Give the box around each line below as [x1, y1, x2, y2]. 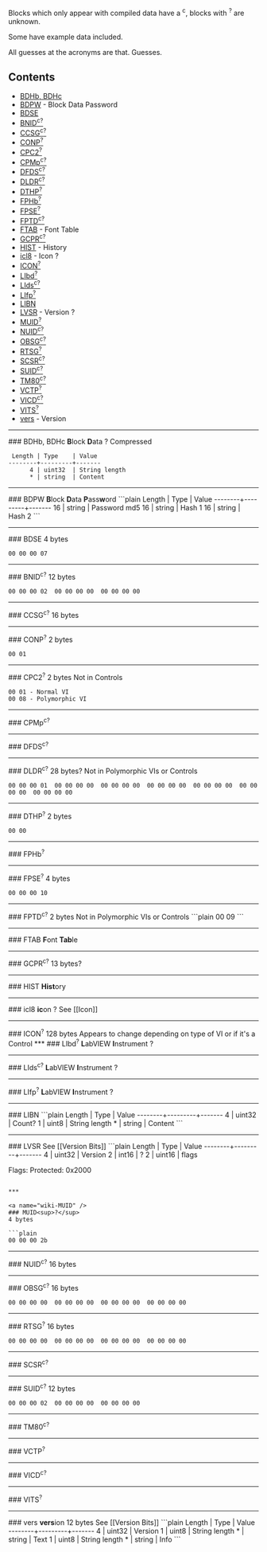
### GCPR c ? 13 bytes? [8, 957, 82, 968]
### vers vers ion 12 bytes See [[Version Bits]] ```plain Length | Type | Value [8, 1517, 256, 1527]
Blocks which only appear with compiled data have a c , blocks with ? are [8, 7, 245, 18]
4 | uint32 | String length [29, 466, 126, 474]
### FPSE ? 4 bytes [8, 872, 71, 883]
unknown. [8, 16, 41, 26]
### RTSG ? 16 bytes [8, 1320, 75, 1331]
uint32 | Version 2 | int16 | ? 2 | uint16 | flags [54, 1150, 198, 1159]
